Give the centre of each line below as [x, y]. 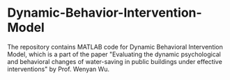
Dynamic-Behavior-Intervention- [105, 13]
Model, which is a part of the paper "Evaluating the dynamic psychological [114, 54]
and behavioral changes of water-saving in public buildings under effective [115, 61]
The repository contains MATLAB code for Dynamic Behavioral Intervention [115, 47]
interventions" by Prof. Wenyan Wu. [59, 69]
